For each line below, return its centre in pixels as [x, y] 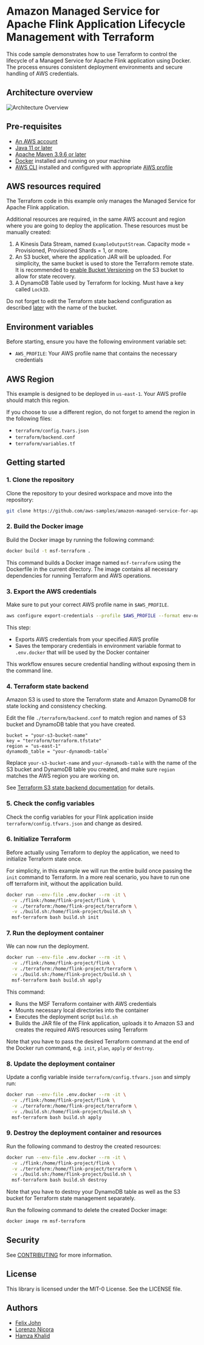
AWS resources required [54, 186]
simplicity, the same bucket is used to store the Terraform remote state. [104, 264]
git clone [19, 511]
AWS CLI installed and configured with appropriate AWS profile [94, 167]
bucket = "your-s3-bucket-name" [47, 736]
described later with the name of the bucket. [62, 308]
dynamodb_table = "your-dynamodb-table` [58, 751]
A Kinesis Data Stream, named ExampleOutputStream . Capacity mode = [103, 244]
